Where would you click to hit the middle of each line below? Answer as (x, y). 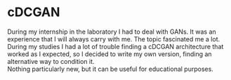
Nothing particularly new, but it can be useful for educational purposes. (111, 69)
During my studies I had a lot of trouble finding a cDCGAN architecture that (115, 46)
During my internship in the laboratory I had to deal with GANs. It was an (112, 32)
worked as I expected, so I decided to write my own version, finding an (110, 54)
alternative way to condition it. (51, 61)
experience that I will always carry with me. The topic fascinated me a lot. (113, 39)
